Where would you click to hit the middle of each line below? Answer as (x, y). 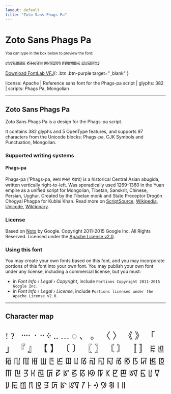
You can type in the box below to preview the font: (49, 53)
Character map (30, 316)
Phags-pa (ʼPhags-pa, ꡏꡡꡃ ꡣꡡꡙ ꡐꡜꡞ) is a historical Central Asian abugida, (82, 179)
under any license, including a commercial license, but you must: (73, 271)
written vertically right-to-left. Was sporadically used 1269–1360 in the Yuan (85, 185)
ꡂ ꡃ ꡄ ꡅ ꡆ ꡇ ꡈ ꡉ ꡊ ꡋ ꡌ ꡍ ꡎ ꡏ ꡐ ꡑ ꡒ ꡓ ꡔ (85, 361)
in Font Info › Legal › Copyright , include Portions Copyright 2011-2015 (86, 281)
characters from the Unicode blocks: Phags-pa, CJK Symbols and (74, 137)
